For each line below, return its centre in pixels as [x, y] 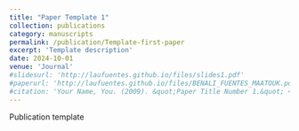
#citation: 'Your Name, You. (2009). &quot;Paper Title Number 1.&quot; [147, 91]
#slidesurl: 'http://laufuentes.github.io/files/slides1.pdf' [127, 75]
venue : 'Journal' [41, 67]
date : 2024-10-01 [41, 58]
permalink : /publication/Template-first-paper [97, 42]
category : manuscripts [51, 34]
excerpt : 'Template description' [71, 50]
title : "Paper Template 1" [59, 17]
